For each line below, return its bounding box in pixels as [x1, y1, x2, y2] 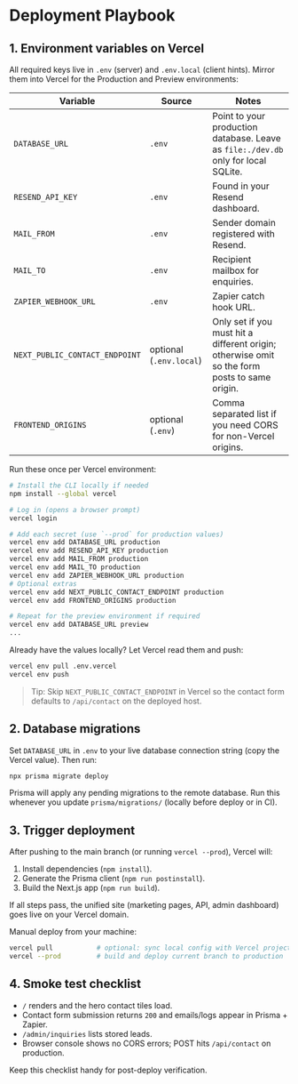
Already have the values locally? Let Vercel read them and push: [9, 645, 244, 654]
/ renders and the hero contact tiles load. [21, 1000, 173, 1010]
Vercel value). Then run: [9, 754, 98, 765]
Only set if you [212, 316, 273, 327]
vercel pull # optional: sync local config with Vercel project [9, 943, 292, 952]
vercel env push [9, 670, 69, 679]
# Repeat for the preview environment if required [9, 612, 200, 621]
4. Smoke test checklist [9, 976, 142, 992]
